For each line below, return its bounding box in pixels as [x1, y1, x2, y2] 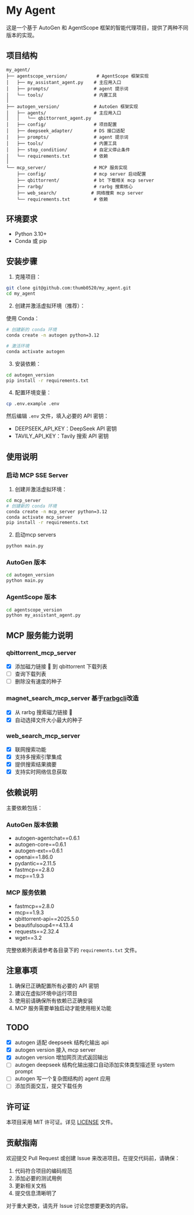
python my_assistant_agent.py [6, 612, 81, 618]
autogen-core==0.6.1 [14, 841, 66, 848]
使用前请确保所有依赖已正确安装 [14, 997, 93, 1004]
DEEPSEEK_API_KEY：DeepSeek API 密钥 [14, 425, 117, 432]
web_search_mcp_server [6, 731, 80, 740]
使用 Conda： [6, 315, 40, 322]
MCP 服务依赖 [6, 889, 46, 897]
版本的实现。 [6, 31, 37, 39]
